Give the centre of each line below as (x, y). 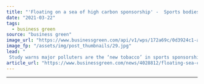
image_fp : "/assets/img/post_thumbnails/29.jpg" (69, 46)
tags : (13, 23)
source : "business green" (39, 35)
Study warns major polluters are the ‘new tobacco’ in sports (89, 57)
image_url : (20, 40)
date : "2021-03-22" (31, 18)
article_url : (23, 63)
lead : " (16, 52)
